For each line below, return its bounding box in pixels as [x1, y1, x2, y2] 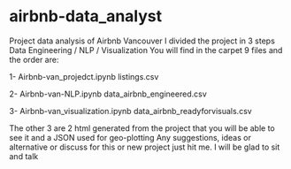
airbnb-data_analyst [9, 6, 163, 27]
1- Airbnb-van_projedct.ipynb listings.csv [9, 71, 159, 81]
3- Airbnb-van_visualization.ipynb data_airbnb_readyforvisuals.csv [9, 105, 252, 116]
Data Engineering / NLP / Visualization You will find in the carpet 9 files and [9, 44, 283, 55]
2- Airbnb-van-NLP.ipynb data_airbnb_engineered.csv [9, 88, 207, 99]
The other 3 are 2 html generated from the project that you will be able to [9, 122, 276, 134]
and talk [9, 150, 39, 161]
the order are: [9, 54, 59, 65]
